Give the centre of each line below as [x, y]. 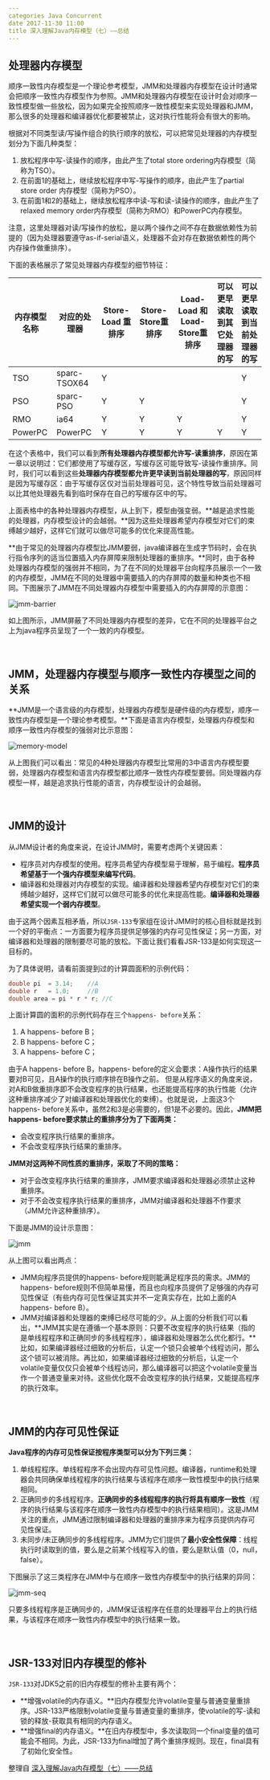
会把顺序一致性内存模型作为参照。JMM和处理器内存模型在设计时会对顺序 [129, 96]
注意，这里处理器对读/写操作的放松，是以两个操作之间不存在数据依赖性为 [129, 228]
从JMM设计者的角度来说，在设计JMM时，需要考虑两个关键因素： [117, 847]
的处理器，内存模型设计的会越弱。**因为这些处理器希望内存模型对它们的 [128, 521]
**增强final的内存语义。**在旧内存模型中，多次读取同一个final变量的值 [136, 1731]
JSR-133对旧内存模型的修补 [78, 1663]
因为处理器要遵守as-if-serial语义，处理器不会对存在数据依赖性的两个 [142, 238]
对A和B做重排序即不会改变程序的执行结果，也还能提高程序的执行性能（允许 [133, 1089]
